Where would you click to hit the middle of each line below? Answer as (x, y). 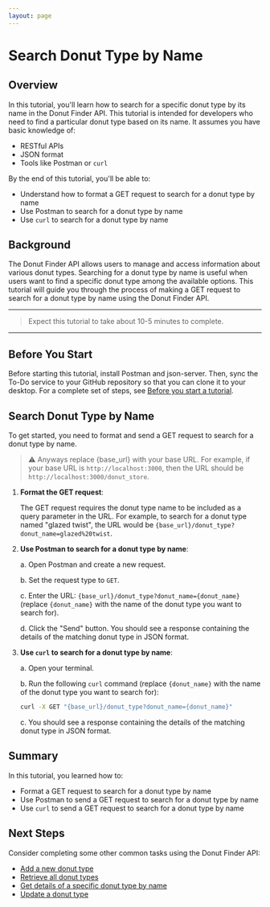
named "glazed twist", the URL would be (87, 525)
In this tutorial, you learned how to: (66, 775)
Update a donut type (54, 894)
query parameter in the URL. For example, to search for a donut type (133, 516)
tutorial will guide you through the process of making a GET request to (125, 289)
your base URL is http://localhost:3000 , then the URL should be (136, 468)
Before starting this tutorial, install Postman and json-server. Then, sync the (133, 374)
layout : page (30, 16)
